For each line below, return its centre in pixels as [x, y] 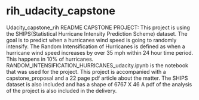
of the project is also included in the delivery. [62, 90]
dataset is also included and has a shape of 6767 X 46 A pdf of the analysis [99, 84]
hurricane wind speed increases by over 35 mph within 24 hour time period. [100, 52]
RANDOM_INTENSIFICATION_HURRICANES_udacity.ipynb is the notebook [97, 65]
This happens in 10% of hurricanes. [50, 59]
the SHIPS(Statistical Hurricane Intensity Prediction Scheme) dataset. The [97, 33]
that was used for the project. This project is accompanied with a [86, 71]
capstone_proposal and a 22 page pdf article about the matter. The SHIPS [97, 78]
